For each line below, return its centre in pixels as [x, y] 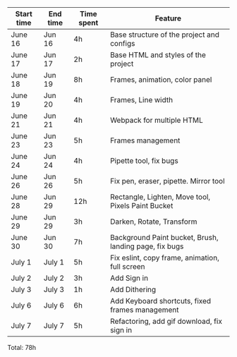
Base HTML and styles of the [158, 55]
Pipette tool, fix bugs [144, 161]
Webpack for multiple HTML [157, 120]
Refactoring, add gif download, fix [166, 321]
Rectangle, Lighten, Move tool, [160, 197]
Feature [168, 18]
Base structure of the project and [165, 35]
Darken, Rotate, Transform [154, 222]
